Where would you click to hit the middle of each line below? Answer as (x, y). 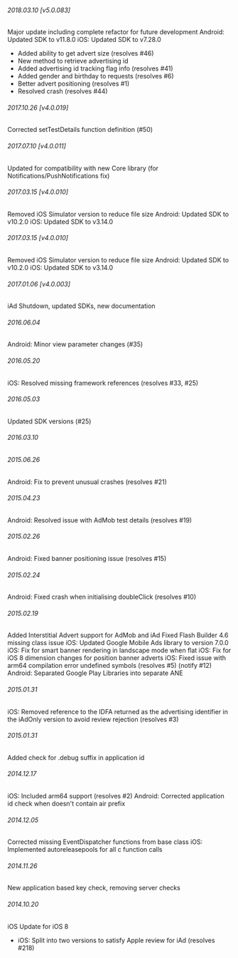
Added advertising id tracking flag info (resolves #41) (95, 68)
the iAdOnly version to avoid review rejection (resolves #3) (93, 719)
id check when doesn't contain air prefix (66, 804)
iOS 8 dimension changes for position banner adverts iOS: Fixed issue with (117, 658)
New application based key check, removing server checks (94, 888)
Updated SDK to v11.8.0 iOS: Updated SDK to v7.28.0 (84, 40)
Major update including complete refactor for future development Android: (116, 32)
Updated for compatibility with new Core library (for (83, 168)
